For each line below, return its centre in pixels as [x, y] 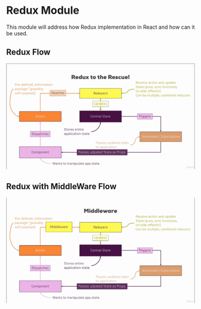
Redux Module [43, 10]
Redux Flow [28, 52]
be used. [17, 33]
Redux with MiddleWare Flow [61, 186]
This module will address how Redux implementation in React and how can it [101, 27]
